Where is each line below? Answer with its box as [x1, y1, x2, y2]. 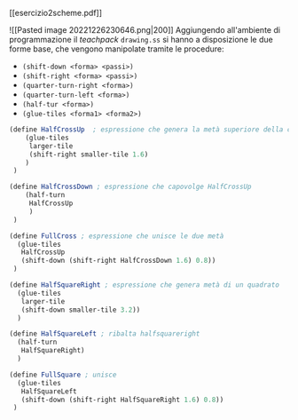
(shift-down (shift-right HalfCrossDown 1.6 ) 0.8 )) [20, 257, 216, 265]
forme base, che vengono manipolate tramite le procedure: [9, 44, 224, 54]
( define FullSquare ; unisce [9, 370, 117, 379]
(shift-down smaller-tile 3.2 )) [20, 305, 141, 314]
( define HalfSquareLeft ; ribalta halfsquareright [9, 329, 200, 338]
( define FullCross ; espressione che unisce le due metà [9, 231, 224, 241]
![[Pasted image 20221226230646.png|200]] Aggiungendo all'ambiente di [9, 25, 281, 35]
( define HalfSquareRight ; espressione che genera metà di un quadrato [9, 281, 279, 289]
